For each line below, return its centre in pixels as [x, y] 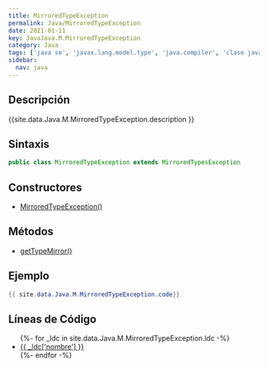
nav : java [32, 68]
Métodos [31, 232]
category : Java [33, 45]
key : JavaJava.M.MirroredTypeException [75, 38]
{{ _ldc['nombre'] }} [52, 347]
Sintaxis [29, 144]
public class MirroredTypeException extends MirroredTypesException [124, 163]
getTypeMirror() [46, 251]
